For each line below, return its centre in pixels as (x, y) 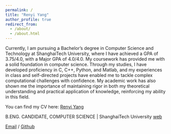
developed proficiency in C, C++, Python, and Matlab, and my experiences (84, 70)
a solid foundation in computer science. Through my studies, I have (76, 64)
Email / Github (20, 126)
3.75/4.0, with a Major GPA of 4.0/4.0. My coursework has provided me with (85, 59)
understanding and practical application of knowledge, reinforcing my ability (86, 91)
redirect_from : (21, 24)
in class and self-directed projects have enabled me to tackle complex (79, 75)
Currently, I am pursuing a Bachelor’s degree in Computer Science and (80, 48)
